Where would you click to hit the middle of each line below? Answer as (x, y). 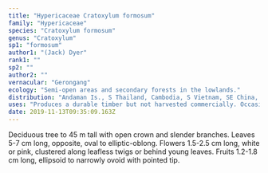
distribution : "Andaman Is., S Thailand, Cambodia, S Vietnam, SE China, (134, 97)
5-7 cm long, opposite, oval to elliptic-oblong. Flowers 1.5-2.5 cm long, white (134, 143)
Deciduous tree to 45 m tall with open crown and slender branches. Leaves (132, 135)
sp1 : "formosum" (35, 45)
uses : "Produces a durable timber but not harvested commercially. (123, 104)
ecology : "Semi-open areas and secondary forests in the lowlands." (124, 90)
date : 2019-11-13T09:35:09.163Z (62, 112)
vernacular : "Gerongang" (49, 82)
